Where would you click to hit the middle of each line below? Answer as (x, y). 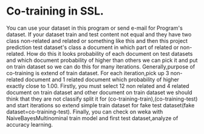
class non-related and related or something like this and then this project (97, 41)
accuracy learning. (30, 124)
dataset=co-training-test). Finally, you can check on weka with (85, 112)
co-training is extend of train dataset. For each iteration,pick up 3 (88, 73)
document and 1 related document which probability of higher (102, 79)
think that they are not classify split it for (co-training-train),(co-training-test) (102, 99)
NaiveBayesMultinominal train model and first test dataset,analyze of (92, 118)
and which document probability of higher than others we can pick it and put (102, 60)
